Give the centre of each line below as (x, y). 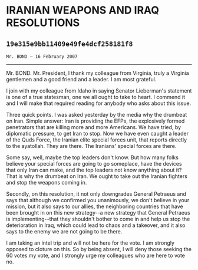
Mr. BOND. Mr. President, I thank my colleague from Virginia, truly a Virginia (98, 73)
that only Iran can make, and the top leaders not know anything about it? (94, 170)
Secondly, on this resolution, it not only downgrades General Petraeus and (96, 194)
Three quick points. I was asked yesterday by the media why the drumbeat (97, 115)
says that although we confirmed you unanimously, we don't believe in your (98, 200)
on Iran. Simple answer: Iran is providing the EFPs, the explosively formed (95, 121)
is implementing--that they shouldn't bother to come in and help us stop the (98, 219)
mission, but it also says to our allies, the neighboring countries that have (95, 206)
